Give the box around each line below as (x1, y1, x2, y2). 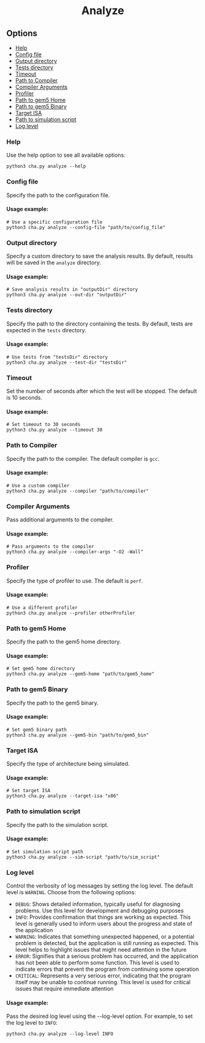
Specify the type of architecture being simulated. (6, 760, 130, 768)
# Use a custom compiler (6, 482, 70, 488)
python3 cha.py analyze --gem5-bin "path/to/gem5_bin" (6, 732, 149, 738)
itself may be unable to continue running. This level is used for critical (15, 979, 191, 986)
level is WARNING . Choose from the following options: (6, 889, 136, 896)
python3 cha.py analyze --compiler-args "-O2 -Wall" (6, 549, 144, 555)
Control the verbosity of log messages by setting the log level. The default (6, 882, 193, 889)
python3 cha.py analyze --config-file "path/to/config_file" (6, 224, 166, 230)
